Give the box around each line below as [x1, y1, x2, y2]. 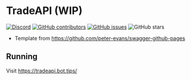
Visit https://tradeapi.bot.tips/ [6, 67, 78, 74]
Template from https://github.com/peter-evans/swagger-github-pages [14, 34, 186, 41]
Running [6, 51, 38, 62]
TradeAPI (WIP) [6, 4, 83, 18]
